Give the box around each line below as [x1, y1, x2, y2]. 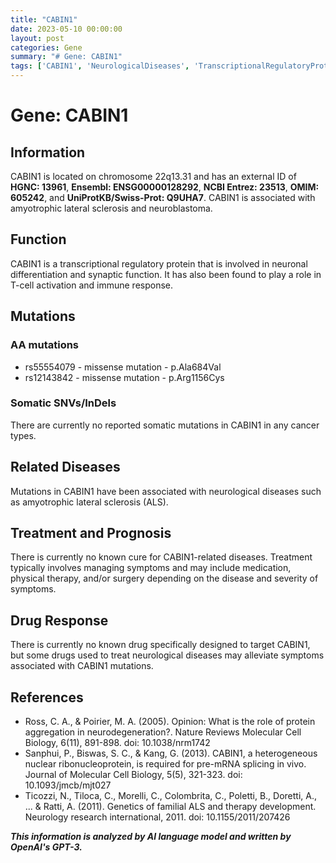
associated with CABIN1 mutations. [10, 660, 154, 672]
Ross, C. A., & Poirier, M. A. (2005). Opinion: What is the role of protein [24, 716, 316, 728]
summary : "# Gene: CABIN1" [10, 52, 123, 62]
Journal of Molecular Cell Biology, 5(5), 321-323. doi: [24, 769, 243, 781]
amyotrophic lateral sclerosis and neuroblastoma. [10, 202, 213, 214]
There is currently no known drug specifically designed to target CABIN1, [10, 639, 311, 651]
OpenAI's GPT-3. [10, 841, 83, 853]
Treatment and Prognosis [10, 525, 172, 541]
